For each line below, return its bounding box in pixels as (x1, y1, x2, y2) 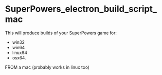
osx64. (12, 55, 26, 60)
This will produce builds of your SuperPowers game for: (5, 30, 117, 36)
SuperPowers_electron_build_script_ (5, 3, 157, 15)
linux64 (12, 50, 28, 56)
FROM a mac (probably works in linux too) (5, 64, 90, 70)
